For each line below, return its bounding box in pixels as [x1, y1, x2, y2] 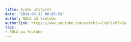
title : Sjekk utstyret [5, 7, 52, 12]
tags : [5, 25, 16, 30]
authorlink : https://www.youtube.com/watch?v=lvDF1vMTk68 [5, 20, 126, 26]
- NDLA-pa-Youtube [5, 29, 43, 34]
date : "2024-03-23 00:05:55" [5, 12, 65, 16]
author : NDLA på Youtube [5, 16, 56, 21]
